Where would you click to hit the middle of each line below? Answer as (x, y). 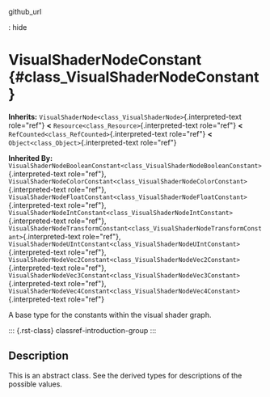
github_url (25, 12)
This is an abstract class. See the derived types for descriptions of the (125, 375)
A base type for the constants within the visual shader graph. (110, 315)
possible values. (36, 384)
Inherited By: (31, 158)
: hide (18, 27)
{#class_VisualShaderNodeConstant (134, 77)
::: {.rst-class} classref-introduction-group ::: (82, 330)
